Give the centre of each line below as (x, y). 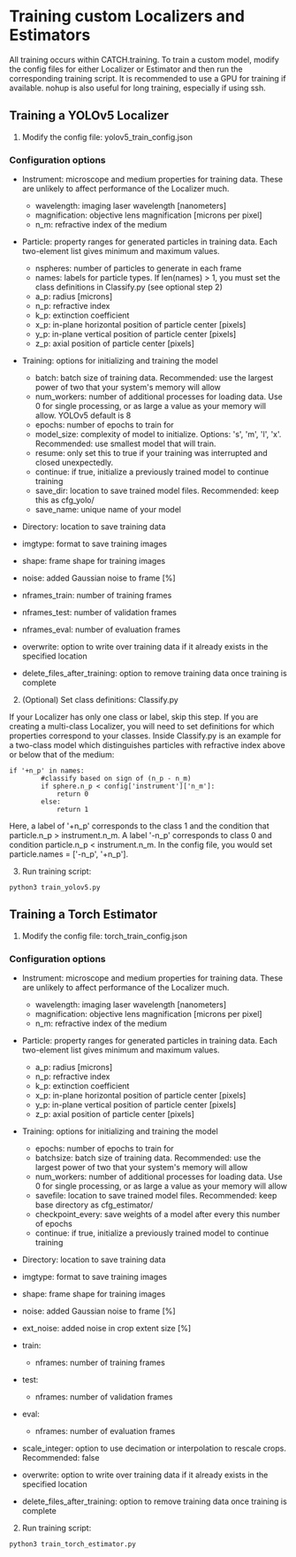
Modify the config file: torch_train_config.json (105, 936)
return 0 (72, 794)
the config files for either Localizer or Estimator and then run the (126, 69)
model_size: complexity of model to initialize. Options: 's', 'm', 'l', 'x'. (158, 435)
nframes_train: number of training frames (97, 596)
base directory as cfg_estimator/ (94, 1205)
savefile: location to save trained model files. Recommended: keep (156, 1196)
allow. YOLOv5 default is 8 (83, 416)
